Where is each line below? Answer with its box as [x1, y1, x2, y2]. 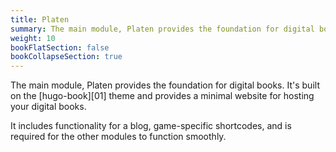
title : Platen [10, 14, 70, 25]
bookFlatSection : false [10, 42, 110, 53]
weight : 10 [10, 33, 56, 43]
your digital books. [10, 101, 87, 113]
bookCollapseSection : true [10, 52, 123, 62]
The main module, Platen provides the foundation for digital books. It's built [10, 79, 320, 91]
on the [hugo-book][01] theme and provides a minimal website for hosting [10, 90, 315, 102]
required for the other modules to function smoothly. [10, 131, 227, 143]
